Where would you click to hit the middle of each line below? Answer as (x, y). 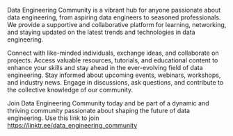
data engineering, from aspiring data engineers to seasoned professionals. (114, 17)
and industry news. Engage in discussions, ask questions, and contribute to (115, 82)
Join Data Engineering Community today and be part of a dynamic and (109, 103)
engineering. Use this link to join (53, 118)
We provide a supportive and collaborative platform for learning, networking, (117, 25)
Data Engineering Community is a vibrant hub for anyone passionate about (114, 10)
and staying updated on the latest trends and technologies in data (102, 32)
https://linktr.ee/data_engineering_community (72, 125)
